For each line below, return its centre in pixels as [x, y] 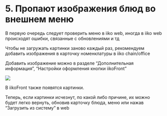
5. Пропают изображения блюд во [80, 9]
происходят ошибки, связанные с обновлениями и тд [62, 38]
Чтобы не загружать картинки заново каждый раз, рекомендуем [75, 48]
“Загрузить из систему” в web [37, 107]
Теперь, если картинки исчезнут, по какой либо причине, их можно [77, 97]
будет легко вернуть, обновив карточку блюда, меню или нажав [74, 102]
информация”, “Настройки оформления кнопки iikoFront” [66, 68]
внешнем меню [39, 19]
